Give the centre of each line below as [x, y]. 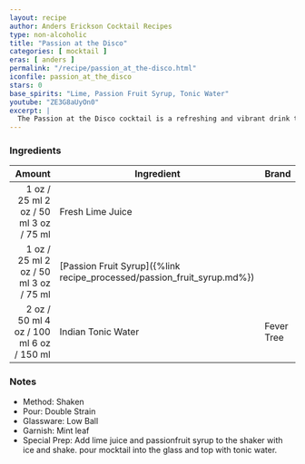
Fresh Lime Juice [96, 212]
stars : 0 [26, 85]
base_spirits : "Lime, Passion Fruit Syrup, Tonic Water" [119, 93]
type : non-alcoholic [49, 34]
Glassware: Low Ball [60, 420]
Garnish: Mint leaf [56, 430]
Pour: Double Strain [59, 411]
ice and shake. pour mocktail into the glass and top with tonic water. [150, 449]
